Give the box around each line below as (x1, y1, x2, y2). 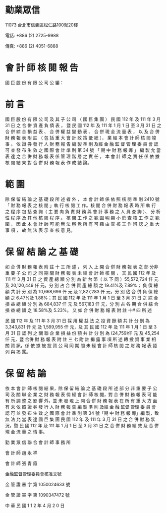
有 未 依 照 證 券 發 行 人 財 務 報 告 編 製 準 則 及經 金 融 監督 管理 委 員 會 (5, 404, 156, 410)
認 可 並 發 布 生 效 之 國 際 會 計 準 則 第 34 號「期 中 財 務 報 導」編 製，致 (5, 410, 160, 416)
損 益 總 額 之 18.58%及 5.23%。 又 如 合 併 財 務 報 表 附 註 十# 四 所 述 (5, 307, 152, 313)
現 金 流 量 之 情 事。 (5, 429, 48, 435)
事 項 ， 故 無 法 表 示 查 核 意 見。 (5, 227, 75, 233)
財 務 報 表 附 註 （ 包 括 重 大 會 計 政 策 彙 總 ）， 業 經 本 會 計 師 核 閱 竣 (5, 134, 157, 140)
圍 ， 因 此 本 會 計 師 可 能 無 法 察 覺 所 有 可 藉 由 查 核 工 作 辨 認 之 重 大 (5, 221, 160, 227)
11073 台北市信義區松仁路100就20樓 (5, 22, 78, 28)
